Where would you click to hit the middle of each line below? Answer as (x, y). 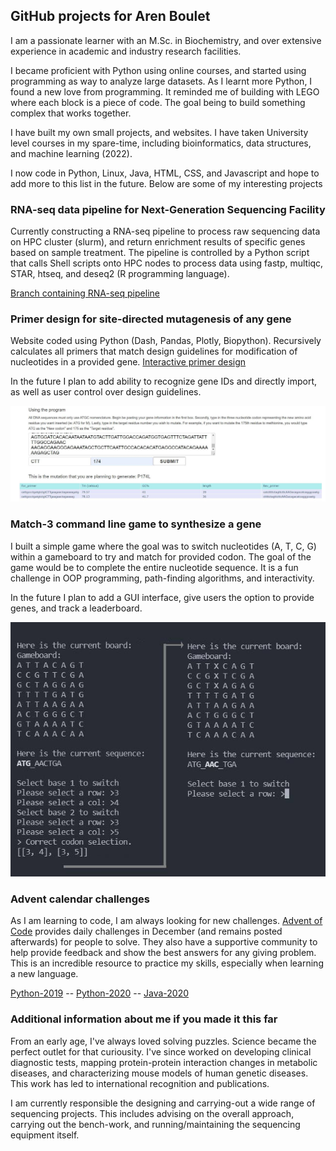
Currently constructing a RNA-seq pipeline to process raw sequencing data (165, 231)
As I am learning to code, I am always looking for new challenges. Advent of (166, 921)
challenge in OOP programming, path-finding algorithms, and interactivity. (162, 578)
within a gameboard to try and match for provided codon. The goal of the (161, 556)
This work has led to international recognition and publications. (140, 1083)
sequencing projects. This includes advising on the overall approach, (152, 1113)
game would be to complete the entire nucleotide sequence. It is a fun (154, 567)
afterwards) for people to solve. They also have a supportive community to (164, 942)
